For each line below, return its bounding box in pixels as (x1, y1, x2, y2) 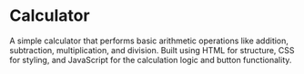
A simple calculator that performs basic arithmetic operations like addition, (9, 35, 289, 46)
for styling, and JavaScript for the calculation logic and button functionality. (9, 54, 292, 65)
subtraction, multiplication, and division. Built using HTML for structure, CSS (9, 44, 295, 55)
